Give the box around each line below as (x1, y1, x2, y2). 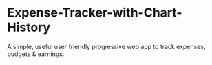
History (7, 19, 51, 35)
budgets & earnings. (7, 50, 65, 58)
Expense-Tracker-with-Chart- (7, 5, 182, 21)
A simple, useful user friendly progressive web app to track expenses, (7, 42, 206, 50)
